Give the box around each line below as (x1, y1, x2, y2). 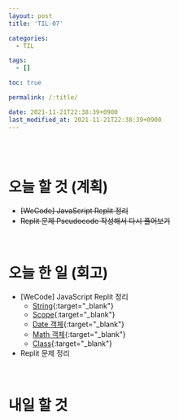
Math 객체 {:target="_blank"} (32, 330, 126, 339)
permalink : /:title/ (8, 94, 79, 102)
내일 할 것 (8, 396, 68, 414)
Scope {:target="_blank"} (32, 310, 116, 320)
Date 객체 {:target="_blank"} (32, 319, 124, 330)
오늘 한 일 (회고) (8, 264, 108, 282)
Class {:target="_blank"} (32, 339, 112, 348)
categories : (8, 34, 49, 42)
